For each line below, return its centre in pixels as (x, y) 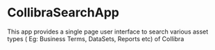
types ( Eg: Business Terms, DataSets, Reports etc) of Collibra (96, 38)
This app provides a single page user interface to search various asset (108, 32)
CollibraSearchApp (63, 13)
